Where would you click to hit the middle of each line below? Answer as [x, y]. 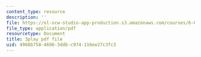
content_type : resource [36, 12]
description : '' [26, 17]
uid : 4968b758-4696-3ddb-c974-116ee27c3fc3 [61, 45]
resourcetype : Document [36, 34]
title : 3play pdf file [34, 39]
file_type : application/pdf [41, 28]
